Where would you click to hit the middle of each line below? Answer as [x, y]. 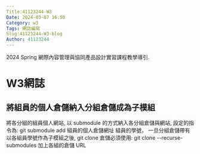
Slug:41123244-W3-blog [34, 34]
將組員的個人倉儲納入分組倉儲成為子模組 [81, 107]
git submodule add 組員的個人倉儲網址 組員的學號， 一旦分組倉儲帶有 [105, 130]
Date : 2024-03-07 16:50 [36, 17]
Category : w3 [22, 23]
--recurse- [170, 138]
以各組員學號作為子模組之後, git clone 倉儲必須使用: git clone [81, 138]
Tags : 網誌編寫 [23, 28]
